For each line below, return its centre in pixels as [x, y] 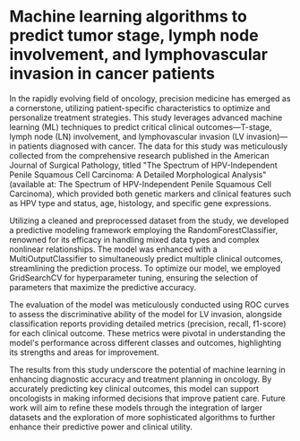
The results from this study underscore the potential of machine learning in [148, 369]
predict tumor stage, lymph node [134, 35]
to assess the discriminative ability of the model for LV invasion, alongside [146, 314]
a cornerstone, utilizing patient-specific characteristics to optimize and [140, 108]
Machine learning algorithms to [129, 17]
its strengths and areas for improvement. [84, 352]
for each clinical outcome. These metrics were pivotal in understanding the [147, 333]
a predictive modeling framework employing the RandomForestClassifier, [144, 229]
